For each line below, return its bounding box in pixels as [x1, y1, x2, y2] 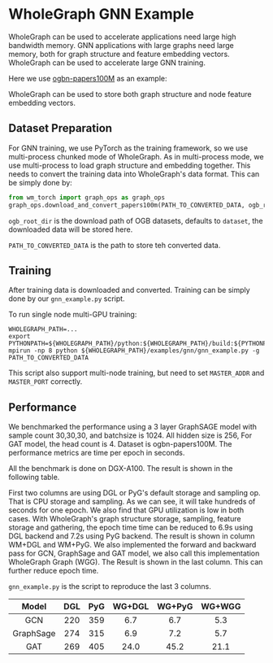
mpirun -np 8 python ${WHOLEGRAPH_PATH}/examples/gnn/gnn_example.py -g [8, 347, 260, 355]
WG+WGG [200, 601, 241, 613]
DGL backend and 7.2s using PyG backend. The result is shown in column [8, 531, 255, 541]
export [8, 333, 31, 341]
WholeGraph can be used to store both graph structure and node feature [8, 89, 252, 98]
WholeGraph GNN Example [8, 5, 195, 24]
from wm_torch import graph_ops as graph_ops [8, 193, 165, 202]
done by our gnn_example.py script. [8, 294, 125, 303]
